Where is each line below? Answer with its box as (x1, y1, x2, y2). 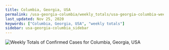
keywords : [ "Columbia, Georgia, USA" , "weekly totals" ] (5, 21, 125, 26)
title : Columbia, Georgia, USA (5, 7, 71, 12)
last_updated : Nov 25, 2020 (5, 16, 64, 21)
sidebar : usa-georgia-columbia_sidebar (5, 26, 89, 31)
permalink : (5, 12, 28, 17)
